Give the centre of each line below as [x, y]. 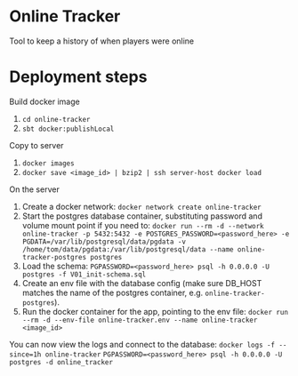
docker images [48, 163]
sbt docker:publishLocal [68, 129]
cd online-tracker [56, 119]
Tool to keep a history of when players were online [102, 41]
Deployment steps [78, 77]
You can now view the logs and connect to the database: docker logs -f [142, 344]
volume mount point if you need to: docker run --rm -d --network [143, 225]
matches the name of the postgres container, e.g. [113, 292]
